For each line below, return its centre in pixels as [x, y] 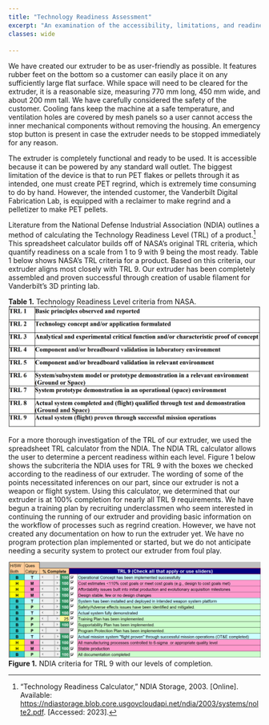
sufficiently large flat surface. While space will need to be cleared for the [128, 83]
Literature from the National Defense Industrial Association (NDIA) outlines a [134, 225]
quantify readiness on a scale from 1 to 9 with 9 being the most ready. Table [133, 252]
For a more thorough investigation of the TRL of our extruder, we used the [130, 439]
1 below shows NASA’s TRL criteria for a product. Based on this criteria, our [132, 260]
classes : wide [32, 34]
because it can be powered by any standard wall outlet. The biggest [120, 167]
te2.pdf [32, 712]
